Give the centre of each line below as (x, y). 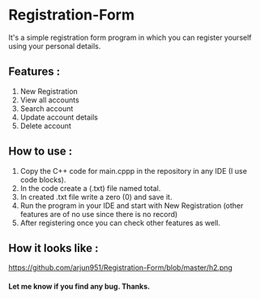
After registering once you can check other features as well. (120, 223)
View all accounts (49, 100)
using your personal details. (55, 45)
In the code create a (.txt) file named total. (90, 188)
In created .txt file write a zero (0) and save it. (96, 197)
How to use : (40, 152)
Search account (47, 108)
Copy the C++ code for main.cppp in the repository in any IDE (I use (133, 171)
